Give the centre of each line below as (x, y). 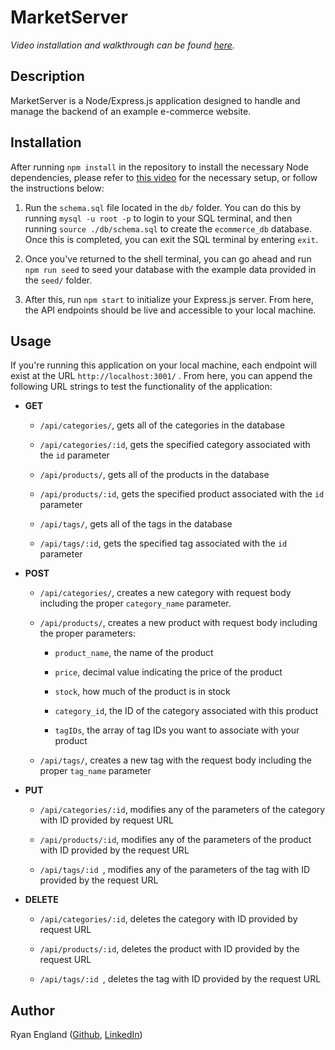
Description (47, 76)
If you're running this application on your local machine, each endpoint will (164, 365)
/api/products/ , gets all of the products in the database (154, 475)
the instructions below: (57, 188)
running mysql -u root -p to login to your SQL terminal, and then (158, 218)
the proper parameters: (87, 633)
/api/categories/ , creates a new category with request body (165, 593)
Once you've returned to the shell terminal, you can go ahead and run (168, 258)
